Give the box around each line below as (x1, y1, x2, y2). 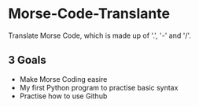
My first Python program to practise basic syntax (19, 83, 179, 92)
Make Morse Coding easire (19, 74, 108, 83)
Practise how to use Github (19, 91, 108, 101)
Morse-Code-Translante (8, 5, 171, 23)
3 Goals (8, 53, 47, 67)
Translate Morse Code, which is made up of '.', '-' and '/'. (8, 31, 191, 40)
